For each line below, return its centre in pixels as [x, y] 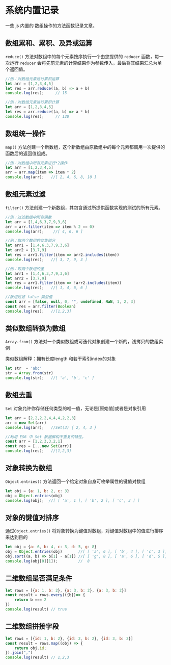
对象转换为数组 [29, 468]
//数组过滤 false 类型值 [29, 297]
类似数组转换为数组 [35, 329]
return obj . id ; [31, 648]
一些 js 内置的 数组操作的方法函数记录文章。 [51, 25]
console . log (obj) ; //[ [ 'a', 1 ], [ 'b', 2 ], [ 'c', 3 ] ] [73, 500]
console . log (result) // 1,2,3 [37, 658]
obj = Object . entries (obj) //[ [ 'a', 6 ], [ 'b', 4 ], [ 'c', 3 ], [86, 552]
